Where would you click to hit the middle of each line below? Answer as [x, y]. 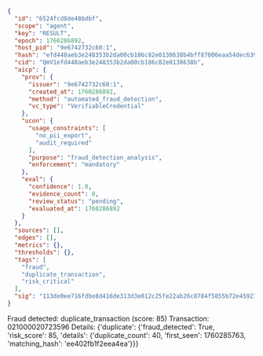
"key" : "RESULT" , [43, 33]
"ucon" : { [38, 121]
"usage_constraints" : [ [67, 128]
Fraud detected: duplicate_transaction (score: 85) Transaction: [108, 318]
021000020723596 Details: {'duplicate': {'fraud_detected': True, [111, 327]
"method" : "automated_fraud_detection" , [95, 99]
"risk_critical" [48, 282]
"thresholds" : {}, [45, 252]
